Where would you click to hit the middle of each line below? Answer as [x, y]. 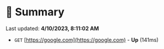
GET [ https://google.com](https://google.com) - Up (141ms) [86, 40]
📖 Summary [35, 12]
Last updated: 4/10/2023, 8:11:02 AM [52, 28]
